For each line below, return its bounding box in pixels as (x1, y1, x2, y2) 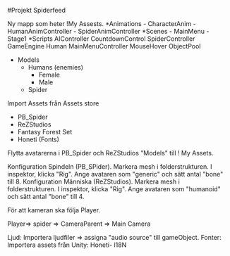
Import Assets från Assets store (7, 99, 99, 108)
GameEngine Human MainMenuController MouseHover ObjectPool (7, 42, 201, 50)
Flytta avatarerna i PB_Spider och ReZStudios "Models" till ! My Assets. (7, 149, 214, 157)
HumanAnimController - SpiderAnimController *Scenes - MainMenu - (7, 27, 210, 35)
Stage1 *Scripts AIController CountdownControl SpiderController (7, 34, 195, 43)
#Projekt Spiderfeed (7, 6, 66, 14)
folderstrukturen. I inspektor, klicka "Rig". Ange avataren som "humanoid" (7, 185, 221, 193)
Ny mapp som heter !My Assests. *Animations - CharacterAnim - (7, 20, 196, 27)
